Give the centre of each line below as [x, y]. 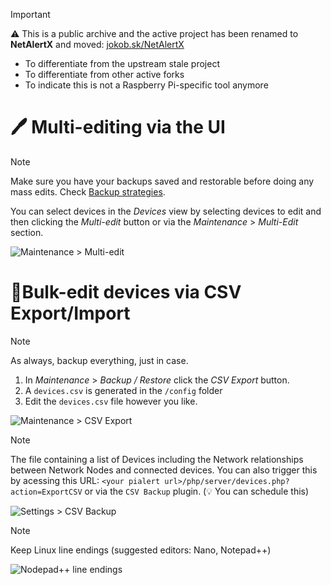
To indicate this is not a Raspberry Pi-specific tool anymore [146, 85]
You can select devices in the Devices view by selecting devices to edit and [166, 211]
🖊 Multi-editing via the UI [118, 127]
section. [27, 232]
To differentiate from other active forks [104, 74]
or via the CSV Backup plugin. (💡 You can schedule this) [197, 491]
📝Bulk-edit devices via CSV [126, 292]
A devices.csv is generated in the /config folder [123, 390]
